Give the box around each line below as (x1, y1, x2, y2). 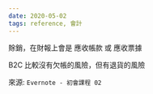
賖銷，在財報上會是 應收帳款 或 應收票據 (8, 42, 142, 53)
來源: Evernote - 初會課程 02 (8, 77, 102, 87)
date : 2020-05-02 (8, 11, 67, 20)
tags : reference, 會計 (8, 19, 83, 28)
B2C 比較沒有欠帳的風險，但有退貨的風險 (8, 60, 146, 70)
